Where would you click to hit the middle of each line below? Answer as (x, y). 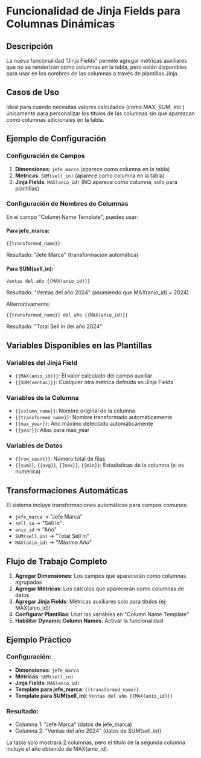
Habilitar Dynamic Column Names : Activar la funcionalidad (89, 621)
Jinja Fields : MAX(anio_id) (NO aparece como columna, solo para (96, 182)
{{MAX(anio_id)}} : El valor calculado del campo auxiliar (84, 376)
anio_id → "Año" (36, 529)
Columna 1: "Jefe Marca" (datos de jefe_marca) (74, 724)
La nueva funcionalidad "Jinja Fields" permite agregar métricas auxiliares (97, 61)
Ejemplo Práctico (39, 640)
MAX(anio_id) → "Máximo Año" (53, 542)
